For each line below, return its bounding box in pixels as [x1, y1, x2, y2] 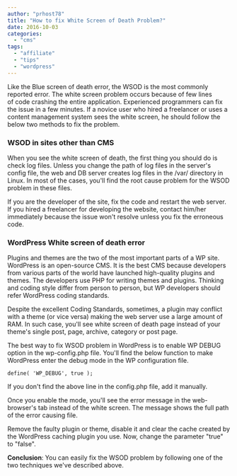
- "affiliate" [13, 50, 55, 57]
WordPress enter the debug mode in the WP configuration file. [7, 356, 189, 365]
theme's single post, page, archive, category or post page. [7, 327, 178, 336]
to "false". [7, 440, 37, 448]
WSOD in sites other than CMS [7, 137, 115, 147]
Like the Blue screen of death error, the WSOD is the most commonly [7, 82, 209, 91]
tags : [7, 43, 23, 50]
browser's [7, 404, 37, 412]
